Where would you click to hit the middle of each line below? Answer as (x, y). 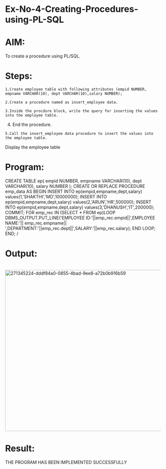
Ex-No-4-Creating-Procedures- (72, 9)
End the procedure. (32, 124)
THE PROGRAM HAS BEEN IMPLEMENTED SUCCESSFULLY (66, 462)
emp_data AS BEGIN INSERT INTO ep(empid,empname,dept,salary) (74, 191)
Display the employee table (33, 147)
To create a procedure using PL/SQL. (43, 56)
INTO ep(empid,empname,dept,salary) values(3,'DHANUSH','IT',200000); (80, 207)
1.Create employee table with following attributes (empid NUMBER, (76, 89)
